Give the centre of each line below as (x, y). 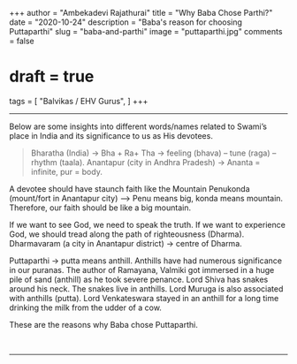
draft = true (52, 76)
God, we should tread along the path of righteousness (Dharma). (127, 234)
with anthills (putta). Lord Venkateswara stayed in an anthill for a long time (144, 298)
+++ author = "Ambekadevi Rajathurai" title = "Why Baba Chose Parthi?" (141, 13)
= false (22, 41)
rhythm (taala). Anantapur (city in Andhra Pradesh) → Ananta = (145, 162)
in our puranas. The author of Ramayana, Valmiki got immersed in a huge (142, 269)
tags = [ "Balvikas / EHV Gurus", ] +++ (79, 101)
